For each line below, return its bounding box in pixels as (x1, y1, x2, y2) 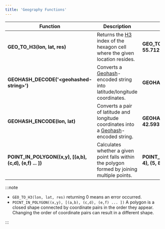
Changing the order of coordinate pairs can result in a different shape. (12, 209, 154, 215)
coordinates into (96, 121, 135, 128)
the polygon (96, 159, 125, 166)
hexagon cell (96, 43, 127, 50)
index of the (96, 37, 124, 44)
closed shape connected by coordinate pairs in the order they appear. (12, 204, 154, 210)
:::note (5, 184, 18, 190)
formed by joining (96, 166, 137, 172)
